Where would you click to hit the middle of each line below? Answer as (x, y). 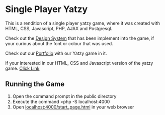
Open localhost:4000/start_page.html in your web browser (73, 107)
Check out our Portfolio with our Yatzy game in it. (56, 53)
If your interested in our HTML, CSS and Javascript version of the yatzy (79, 63)
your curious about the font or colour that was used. (59, 43)
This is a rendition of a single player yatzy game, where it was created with (82, 23)
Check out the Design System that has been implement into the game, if (80, 38)
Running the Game (35, 84)
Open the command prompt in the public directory (64, 96)
